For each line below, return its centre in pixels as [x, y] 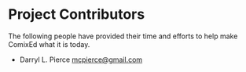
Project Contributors [77, 14]
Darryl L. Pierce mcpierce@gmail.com [81, 59]
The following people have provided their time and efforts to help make [123, 36]
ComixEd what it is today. [49, 44]
